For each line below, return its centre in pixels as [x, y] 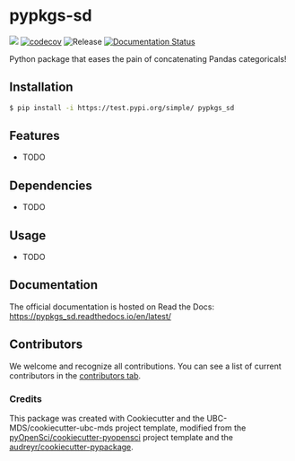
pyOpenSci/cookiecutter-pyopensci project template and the [121, 437]
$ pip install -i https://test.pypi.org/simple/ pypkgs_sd [122, 108]
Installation [41, 87]
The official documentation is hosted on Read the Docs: [112, 307]
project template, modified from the [181, 428]
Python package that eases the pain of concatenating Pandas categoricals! [148, 58]
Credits [26, 398]
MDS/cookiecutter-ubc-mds [61, 428]
